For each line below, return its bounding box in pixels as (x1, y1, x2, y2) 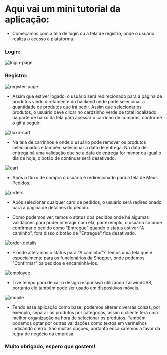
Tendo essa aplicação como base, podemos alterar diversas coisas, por (12, 304, 161, 310)
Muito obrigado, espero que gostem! (5, 343, 96, 350)
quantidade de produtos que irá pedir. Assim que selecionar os (12, 104, 142, 110)
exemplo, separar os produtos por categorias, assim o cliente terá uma (12, 309, 158, 315)
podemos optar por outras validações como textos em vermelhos (12, 320, 147, 326)
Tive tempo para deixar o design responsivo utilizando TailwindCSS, (12, 279, 153, 285)
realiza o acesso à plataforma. (12, 36, 75, 42)
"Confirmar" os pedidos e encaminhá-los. (12, 260, 99, 266)
